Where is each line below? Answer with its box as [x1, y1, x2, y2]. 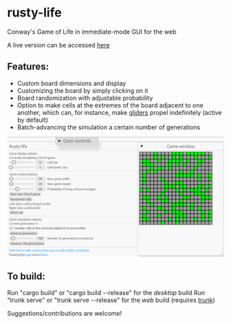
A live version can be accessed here [7, 41, 110, 49]
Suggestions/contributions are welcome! [7, 310, 122, 318]
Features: [7, 61, 49, 73]
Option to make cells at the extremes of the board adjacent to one [16, 101, 204, 109]
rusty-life [7, 5, 62, 21]
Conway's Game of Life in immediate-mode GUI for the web [7, 28, 177, 36]
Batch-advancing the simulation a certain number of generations [16, 122, 201, 131]
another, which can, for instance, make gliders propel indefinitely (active [16, 108, 222, 116]
